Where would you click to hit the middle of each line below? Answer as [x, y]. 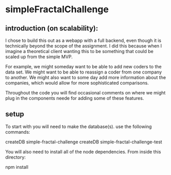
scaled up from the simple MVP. [39, 57]
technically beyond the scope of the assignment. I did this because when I [84, 46]
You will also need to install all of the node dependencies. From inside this [83, 152]
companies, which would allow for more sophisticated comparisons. [77, 83]
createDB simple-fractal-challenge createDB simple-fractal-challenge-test [84, 142]
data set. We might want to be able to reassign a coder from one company [84, 72]
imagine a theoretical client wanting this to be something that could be [79, 51]
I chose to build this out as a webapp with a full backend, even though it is [83, 40]
